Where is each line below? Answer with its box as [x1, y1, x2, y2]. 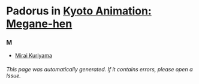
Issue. [6, 72, 21, 79]
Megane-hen [6, 17, 73, 31]
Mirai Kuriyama [14, 52, 53, 59]
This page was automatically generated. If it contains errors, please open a [6, 66, 193, 73]
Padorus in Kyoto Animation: [6, 4, 152, 18]
